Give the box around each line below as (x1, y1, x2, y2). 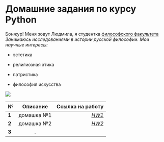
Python (5, 14, 37, 26)
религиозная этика (12, 61, 54, 67)
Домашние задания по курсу (5, 3, 136, 15)
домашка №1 (18, 111, 52, 119)
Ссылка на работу (57, 103, 104, 110)
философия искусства (12, 81, 61, 87)
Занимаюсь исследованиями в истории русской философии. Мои (5, 36, 149, 42)
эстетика (12, 52, 33, 58)
